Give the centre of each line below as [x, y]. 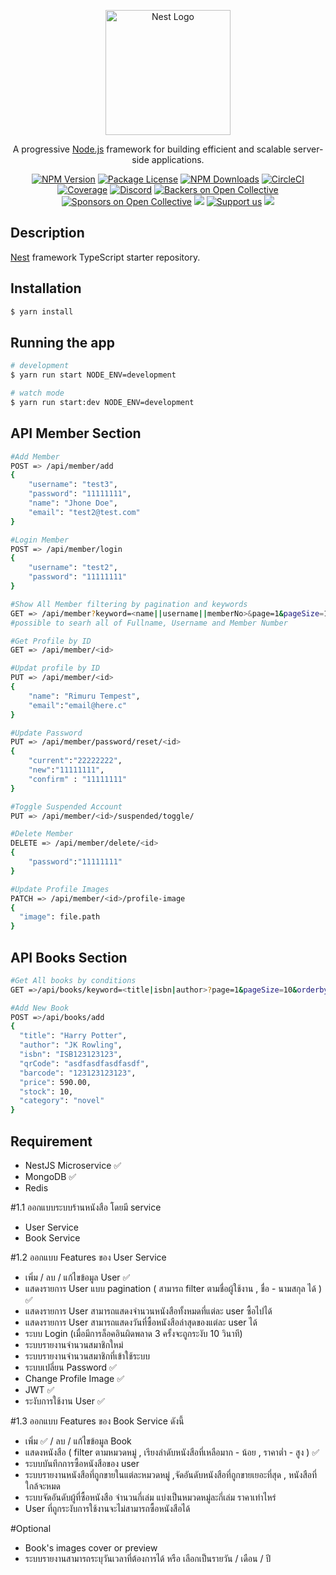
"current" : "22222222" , [75, 761]
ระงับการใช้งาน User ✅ [64, 1401]
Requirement [51, 1141]
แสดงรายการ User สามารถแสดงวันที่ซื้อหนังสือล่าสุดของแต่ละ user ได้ [141, 1322]
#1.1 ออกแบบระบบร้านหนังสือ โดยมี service [86, 1207]
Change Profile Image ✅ [74, 1378]
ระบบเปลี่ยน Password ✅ [70, 1367]
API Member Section [76, 433]
